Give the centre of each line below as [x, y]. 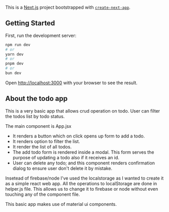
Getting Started [30, 23]
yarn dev [14, 54]
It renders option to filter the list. [46, 141]
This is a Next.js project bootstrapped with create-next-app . [68, 7]
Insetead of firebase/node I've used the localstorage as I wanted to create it [84, 178]
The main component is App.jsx [38, 126]
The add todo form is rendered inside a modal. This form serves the [83, 152]
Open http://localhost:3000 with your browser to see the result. [72, 83]
